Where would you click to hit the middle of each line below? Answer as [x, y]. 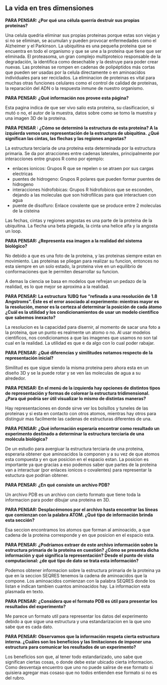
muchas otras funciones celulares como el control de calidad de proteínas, [82, 83]
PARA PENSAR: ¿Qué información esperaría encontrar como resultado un [83, 428]
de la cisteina [26, 211]
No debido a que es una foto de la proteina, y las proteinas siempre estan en [83, 255]
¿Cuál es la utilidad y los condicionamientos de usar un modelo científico [82, 312]
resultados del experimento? [36, 606]
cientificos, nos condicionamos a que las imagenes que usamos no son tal [81, 338]
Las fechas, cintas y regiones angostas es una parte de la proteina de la [79, 220]
